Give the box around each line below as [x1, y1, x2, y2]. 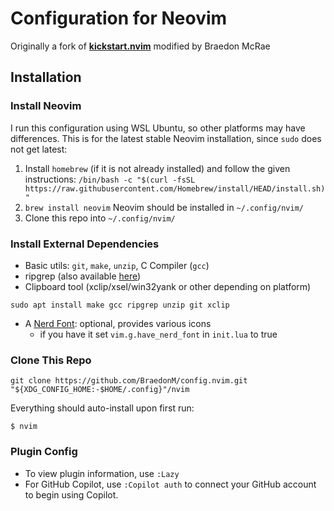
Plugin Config [10, 445, 78, 459]
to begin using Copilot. [24, 488, 119, 501]
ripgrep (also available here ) [24, 270, 142, 282]
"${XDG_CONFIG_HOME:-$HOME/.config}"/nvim [10, 385, 190, 395]
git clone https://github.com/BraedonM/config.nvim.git [10, 376, 248, 386]
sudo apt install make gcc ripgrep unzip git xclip [10, 300, 230, 310]
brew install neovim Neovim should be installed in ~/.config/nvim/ [24, 201, 304, 213]
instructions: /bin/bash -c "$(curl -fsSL [24, 173, 196, 185]
